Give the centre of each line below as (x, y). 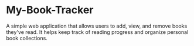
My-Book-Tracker (50, 10)
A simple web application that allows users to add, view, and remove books (97, 26)
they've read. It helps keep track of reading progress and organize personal (97, 32)
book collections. (27, 38)
